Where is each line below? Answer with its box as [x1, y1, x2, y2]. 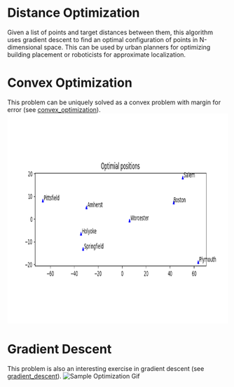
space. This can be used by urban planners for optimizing [43, 43, 211, 51]
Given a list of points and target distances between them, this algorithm [7, 28, 214, 36]
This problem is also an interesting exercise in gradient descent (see [7, 364, 205, 372]
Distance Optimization [7, 5, 140, 21]
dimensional [7, 43, 43, 51]
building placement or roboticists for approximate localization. [7, 50, 186, 59]
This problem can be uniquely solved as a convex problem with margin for [7, 98, 221, 106]
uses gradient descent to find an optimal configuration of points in [7, 35, 198, 43]
